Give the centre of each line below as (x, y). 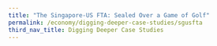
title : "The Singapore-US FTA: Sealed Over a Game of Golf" (109, 15)
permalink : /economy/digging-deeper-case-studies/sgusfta (105, 23)
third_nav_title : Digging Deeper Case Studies (86, 30)
